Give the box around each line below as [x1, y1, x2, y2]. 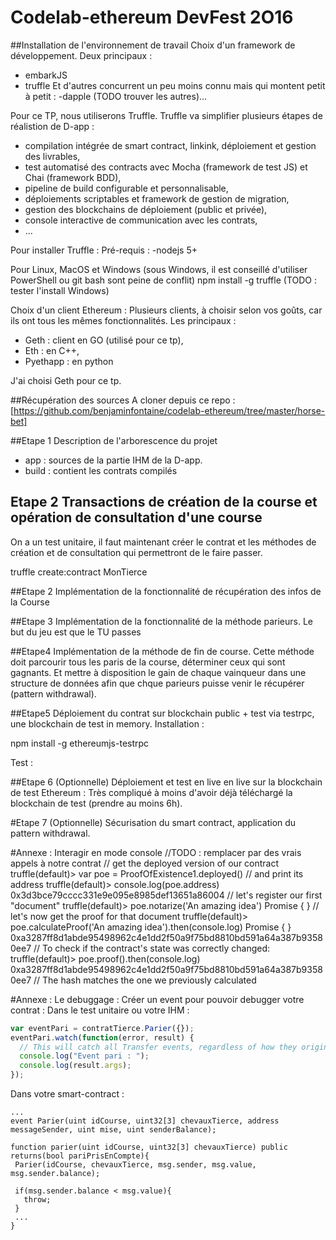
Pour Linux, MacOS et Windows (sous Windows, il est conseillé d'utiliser [10, 263, 308, 275]
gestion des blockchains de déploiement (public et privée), [24, 203, 268, 215]
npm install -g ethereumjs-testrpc [10, 737, 150, 749]
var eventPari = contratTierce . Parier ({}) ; [10, 1023, 195, 1033]
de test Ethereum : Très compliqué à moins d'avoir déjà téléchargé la [10, 786, 293, 798]
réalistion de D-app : [10, 120, 95, 132]
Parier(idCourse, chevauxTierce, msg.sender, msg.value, [14, 1160, 257, 1170]
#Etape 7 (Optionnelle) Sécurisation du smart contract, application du [10, 816, 297, 828]
